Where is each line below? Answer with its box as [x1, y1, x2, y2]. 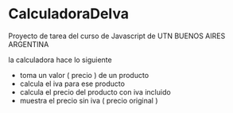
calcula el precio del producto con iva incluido [19, 87, 171, 96]
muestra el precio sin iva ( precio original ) [19, 95, 158, 105]
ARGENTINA [8, 39, 49, 49]
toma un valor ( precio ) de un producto [19, 70, 150, 80]
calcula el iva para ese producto [19, 79, 126, 88]
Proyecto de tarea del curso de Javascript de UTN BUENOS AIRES [8, 31, 226, 41]
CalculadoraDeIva [8, 5, 130, 23]
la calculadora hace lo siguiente [8, 55, 113, 64]
